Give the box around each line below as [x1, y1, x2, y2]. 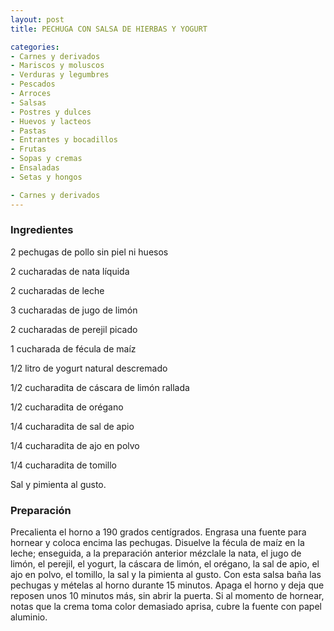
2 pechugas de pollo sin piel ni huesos [10, 246, 169, 258]
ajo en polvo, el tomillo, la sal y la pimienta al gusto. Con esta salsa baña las [10, 569, 322, 581]
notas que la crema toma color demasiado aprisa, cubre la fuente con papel [10, 601, 322, 613]
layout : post [10, 14, 65, 25]
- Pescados [10, 79, 56, 90]
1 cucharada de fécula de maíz [10, 342, 137, 355]
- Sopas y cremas [10, 154, 83, 164]
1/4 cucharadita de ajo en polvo [10, 439, 140, 451]
